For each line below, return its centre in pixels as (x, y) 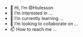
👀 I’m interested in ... (31, 13)
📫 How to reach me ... (33, 29)
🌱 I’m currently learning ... (37, 18)
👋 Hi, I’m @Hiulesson (32, 8)
